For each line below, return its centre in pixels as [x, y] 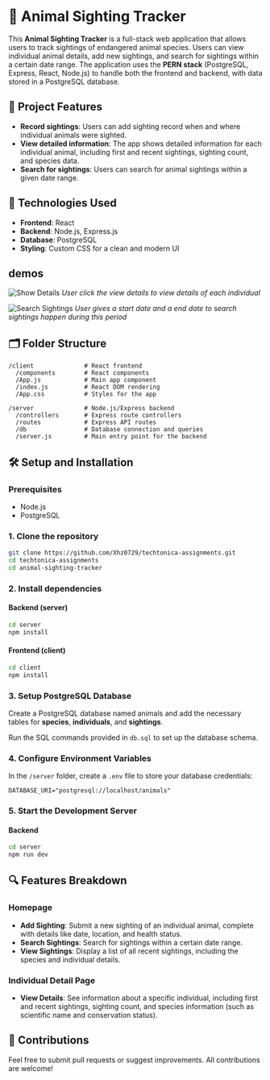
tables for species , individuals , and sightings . [86, 721]
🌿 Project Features [56, 107]
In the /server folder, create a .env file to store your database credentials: [131, 776]
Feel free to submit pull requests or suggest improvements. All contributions [134, 1060]
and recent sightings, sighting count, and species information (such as [137, 1007]
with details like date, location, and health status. [101, 933]
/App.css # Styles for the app [86, 394]
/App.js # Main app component [86, 380]
